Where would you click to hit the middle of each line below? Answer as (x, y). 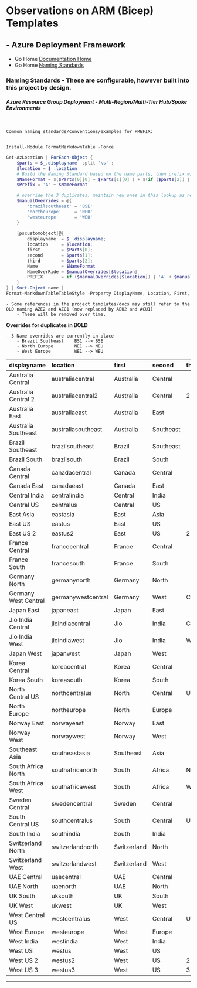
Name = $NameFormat (61, 266)
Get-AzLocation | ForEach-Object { (50, 158)
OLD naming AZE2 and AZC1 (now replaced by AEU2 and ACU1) (80, 309)
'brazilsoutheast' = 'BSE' (60, 206)
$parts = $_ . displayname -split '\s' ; (65, 163)
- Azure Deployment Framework (66, 45)
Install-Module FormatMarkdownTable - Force (60, 147)
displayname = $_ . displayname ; (67, 239)
